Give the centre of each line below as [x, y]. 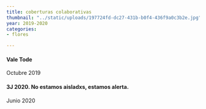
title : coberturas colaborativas [49, 12]
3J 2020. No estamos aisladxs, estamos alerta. [68, 86]
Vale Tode [19, 59]
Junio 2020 [21, 100]
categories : [21, 29]
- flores [17, 35]
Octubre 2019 [24, 73]
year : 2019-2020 [27, 23]
